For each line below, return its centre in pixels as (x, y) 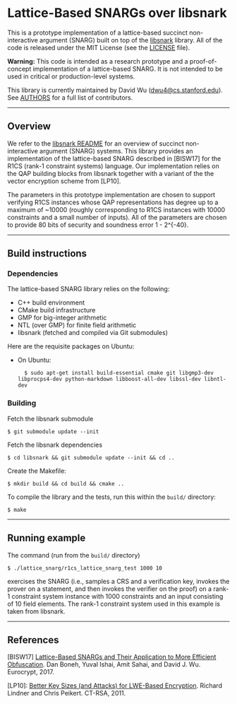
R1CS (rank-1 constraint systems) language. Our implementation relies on (114, 166)
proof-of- (203, 61)
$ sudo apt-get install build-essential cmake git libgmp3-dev (119, 373)
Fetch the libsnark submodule (50, 418)
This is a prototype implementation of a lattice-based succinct (98, 33)
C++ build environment (51, 303)
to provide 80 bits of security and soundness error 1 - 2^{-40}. (98, 225)
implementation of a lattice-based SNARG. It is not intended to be (128, 69)
